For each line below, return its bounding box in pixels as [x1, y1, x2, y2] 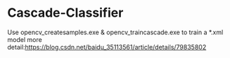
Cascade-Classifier [7, 5, 124, 21]
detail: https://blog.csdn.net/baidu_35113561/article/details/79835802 [7, 43, 207, 51]
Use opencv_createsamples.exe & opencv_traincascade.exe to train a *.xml [7, 28, 224, 36]
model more [7, 35, 42, 43]
